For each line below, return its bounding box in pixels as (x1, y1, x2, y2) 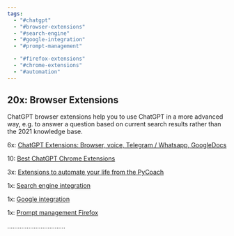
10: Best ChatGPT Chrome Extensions (7, 154, 116, 163)
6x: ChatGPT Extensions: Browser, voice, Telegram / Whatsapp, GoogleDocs (7, 141, 227, 149)
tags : (7, 10, 23, 17)
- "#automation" (13, 68, 61, 75)
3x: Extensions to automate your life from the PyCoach (7, 168, 164, 177)
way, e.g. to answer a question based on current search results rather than (7, 120, 221, 128)
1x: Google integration (7, 195, 70, 203)
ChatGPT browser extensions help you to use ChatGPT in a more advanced (7, 112, 224, 121)
